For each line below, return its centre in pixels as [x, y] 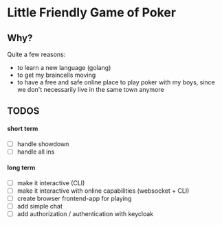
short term [23, 128]
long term [21, 168]
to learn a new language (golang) [64, 68]
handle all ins [36, 152]
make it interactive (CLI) [51, 182]
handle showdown [43, 144]
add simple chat [40, 206]
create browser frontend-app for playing [74, 199]
